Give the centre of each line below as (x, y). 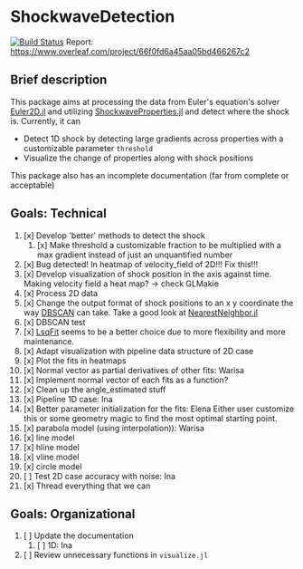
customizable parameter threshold (88, 148)
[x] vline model (51, 457)
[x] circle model (52, 466)
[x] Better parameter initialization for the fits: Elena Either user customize (159, 409)
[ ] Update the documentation (78, 535)
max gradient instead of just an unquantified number (135, 255)
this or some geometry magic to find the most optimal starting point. (151, 418)
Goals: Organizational (73, 514)
